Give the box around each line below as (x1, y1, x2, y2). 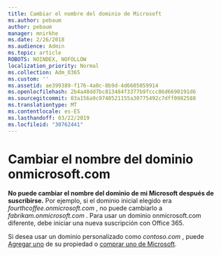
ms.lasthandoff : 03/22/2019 (8, 114, 90, 121)
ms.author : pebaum (8, 17, 62, 24)
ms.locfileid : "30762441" (8, 120, 83, 128)
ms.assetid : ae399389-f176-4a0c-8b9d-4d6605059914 (8, 82, 159, 89)
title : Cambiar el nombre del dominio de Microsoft (8, 10, 162, 18)
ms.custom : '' (8, 75, 50, 83)
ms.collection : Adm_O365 (8, 69, 80, 76)
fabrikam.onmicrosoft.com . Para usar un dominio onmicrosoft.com (8, 212, 201, 220)
